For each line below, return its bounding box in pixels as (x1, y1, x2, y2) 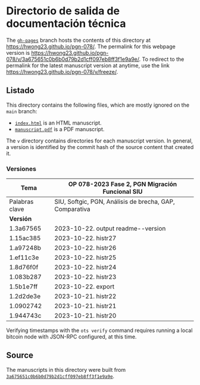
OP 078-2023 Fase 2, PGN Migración (68, 180, 177, 188)
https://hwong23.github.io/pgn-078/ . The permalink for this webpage (6, 43, 176, 50)
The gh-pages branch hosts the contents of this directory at (6, 36, 151, 44)
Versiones (6, 164, 37, 173)
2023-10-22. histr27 (54, 234, 117, 243)
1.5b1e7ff (9, 282, 38, 291)
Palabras (9, 198, 34, 206)
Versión (9, 215, 32, 223)
